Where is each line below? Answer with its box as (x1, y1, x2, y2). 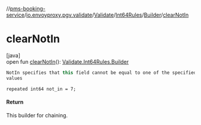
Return (6, 98, 24, 106)
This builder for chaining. (6, 111, 68, 118)
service (6, 11, 25, 18)
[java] (6, 52, 21, 59)
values (6, 75, 23, 81)
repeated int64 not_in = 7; (6, 86, 77, 92)
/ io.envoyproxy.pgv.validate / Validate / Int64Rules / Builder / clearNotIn (24, 11, 189, 18)
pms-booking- (10, 5, 46, 12)
